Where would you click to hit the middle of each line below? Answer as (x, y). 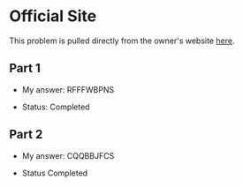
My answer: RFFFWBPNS (68, 89)
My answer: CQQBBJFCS (68, 155)
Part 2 (26, 135)
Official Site (53, 16)
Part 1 (25, 68)
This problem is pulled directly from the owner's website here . (122, 41)
